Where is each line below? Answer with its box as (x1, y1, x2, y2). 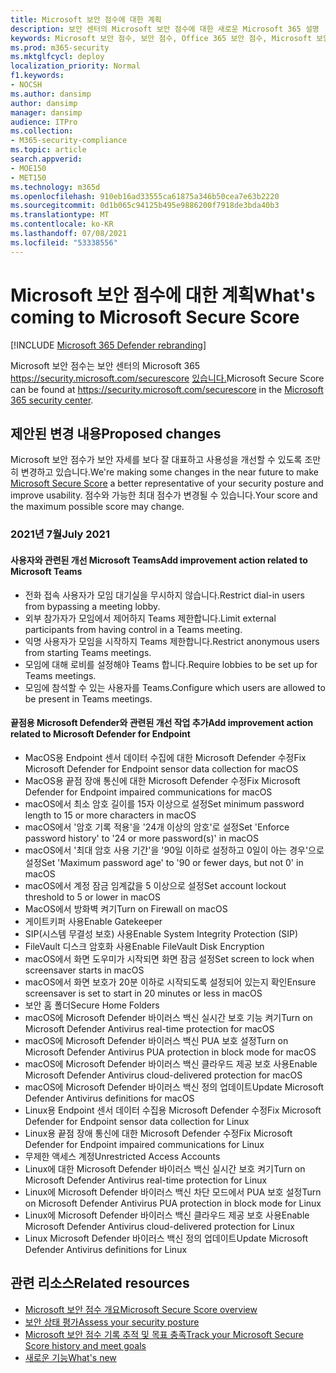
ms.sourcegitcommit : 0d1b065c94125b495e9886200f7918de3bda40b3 (10, 201, 280, 211)
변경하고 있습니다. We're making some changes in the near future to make (20, 466, 319, 478)
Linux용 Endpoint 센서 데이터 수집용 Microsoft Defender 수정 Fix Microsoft (24, 1104, 322, 1116)
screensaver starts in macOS (24, 964, 145, 976)
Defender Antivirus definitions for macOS (24, 1092, 195, 1104)
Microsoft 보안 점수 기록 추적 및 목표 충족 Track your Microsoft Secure (24, 1328, 304, 1340)
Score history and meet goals (24, 1339, 147, 1351)
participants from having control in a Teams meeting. (24, 623, 243, 635)
